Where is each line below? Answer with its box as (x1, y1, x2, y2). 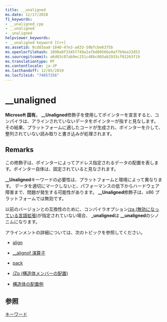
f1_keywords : (5, 17, 33, 22)
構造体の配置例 (12, 281, 44, 287)
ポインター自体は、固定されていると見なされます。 (13, 166, 119, 172)
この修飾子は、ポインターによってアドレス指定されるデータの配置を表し (5, 159, 154, 166)
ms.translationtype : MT (5, 59, 55, 64)
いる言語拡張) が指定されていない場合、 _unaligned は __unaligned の (9, 212, 150, 218)
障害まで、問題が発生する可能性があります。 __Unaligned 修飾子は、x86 (5, 189, 154, 195)
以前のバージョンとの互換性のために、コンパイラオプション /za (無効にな (5, 206, 155, 212)
